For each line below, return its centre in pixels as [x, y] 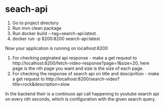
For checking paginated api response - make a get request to [75, 57]
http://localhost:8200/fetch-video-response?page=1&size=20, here [81, 63]
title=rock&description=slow [41, 84]
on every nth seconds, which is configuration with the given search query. [81, 99]
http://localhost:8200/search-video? [83, 79]
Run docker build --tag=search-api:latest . [55, 33]
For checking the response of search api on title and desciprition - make [86, 73]
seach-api [26, 9]
